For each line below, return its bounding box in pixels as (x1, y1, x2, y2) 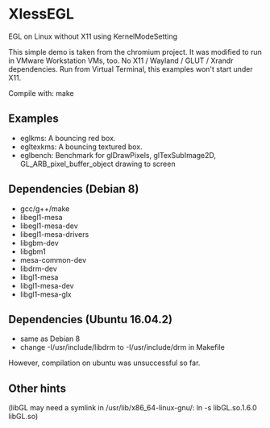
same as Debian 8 (19, 334, 81, 343)
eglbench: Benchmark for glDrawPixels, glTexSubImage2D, (19, 150, 216, 160)
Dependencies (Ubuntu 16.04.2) (8, 312, 173, 326)
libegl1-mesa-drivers (19, 229, 89, 239)
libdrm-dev (19, 264, 58, 273)
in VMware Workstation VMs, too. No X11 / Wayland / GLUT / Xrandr (8, 56, 234, 65)
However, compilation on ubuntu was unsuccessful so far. (8, 358, 201, 368)
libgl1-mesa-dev (19, 280, 74, 290)
